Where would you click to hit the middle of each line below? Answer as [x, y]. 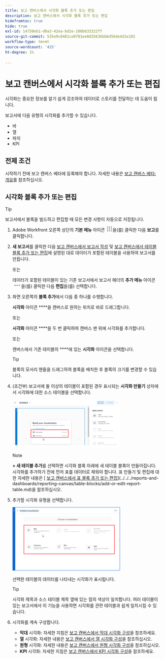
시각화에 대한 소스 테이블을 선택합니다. [54, 392]
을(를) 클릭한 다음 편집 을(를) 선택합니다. [59, 286]
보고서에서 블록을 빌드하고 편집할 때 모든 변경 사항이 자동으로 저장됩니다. [75, 219]
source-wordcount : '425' [31, 47]
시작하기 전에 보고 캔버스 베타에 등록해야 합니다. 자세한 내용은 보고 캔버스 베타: [81, 174]
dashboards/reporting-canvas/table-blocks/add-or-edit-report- [77, 484]
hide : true [16, 26]
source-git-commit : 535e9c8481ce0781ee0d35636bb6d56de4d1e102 [70, 37]
